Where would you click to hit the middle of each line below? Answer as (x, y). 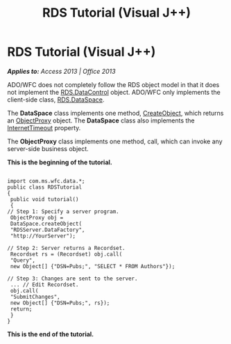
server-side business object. (48, 148)
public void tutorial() (44, 199)
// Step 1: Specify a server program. (63, 211)
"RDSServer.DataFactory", (48, 230)
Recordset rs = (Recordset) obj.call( (66, 254)
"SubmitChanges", (35, 297)
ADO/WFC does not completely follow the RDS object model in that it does (113, 84)
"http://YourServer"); (43, 236)
